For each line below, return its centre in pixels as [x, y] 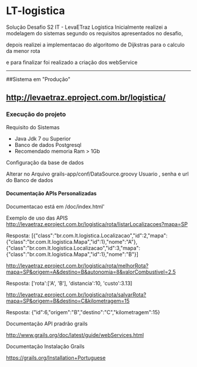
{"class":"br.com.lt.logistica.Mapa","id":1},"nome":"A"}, [72, 241]
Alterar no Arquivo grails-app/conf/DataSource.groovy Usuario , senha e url [97, 174]
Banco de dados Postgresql [48, 144]
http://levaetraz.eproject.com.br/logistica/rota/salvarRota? [76, 294]
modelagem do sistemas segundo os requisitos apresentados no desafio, [95, 33]
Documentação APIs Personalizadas [51, 193]
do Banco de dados [30, 180]
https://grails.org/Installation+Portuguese [56, 358]
